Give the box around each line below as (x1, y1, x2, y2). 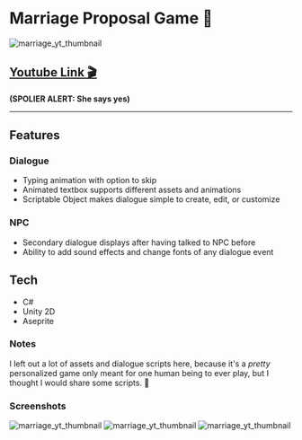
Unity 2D (22, 305, 56, 317)
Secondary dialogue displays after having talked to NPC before (22, 237, 256, 248)
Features (9, 128, 60, 143)
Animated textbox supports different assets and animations (22, 184, 242, 196)
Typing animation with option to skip (22, 175, 157, 186)
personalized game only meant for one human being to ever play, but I (9, 367, 270, 378)
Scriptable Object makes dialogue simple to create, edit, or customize (22, 194, 280, 205)
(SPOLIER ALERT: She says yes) (9, 93, 130, 104)
